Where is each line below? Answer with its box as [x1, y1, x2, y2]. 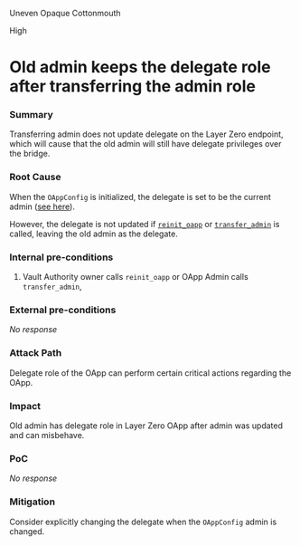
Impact [9, 399, 42, 412]
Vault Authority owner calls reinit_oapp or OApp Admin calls [22, 272, 248, 283]
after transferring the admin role [9, 76, 256, 97]
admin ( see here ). [9, 201, 75, 212]
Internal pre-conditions [9, 251, 114, 263]
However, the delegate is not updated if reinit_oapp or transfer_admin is [9, 218, 280, 229]
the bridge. [9, 148, 51, 159]
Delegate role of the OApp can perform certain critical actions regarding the [9, 367, 292, 378]
